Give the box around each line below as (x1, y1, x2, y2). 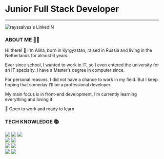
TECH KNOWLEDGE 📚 (5, 119, 60, 125)
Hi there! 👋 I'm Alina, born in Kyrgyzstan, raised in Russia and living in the (5, 47, 152, 53)
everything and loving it (5, 97, 53, 102)
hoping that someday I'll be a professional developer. (5, 82, 112, 88)
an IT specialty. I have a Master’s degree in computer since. (5, 67, 125, 73)
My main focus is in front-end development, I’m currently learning (5, 91, 137, 97)
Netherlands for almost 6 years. (5, 53, 69, 59)
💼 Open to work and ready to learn (5, 106, 75, 112)
